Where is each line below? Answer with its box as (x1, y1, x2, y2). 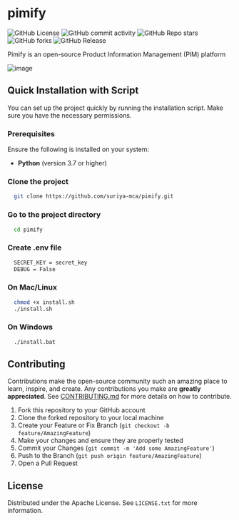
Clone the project (7, 176, 69, 186)
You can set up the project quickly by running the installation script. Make (7, 103, 223, 112)
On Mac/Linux (7, 282, 57, 292)
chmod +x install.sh (14, 298, 75, 306)
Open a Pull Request (17, 459, 78, 468)
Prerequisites (7, 128, 55, 138)
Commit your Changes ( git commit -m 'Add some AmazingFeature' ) (17, 444, 215, 452)
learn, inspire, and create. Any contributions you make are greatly (7, 384, 201, 393)
